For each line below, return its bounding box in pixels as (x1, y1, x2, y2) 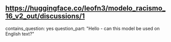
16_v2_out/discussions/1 (5, 12, 85, 21)
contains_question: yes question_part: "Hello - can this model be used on (5, 25, 160, 31)
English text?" (5, 30, 35, 37)
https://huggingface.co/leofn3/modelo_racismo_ (5, 4, 166, 13)
